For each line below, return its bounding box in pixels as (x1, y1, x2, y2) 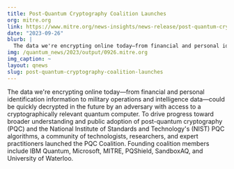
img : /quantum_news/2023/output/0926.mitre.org (7, 49, 148, 56)
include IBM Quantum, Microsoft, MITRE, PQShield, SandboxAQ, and (7, 147, 203, 155)
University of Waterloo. (7, 154, 74, 162)
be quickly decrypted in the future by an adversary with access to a (7, 102, 201, 111)
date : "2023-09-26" (7, 29, 64, 37)
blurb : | (7, 36, 33, 43)
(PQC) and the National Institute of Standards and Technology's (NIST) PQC (7, 124, 225, 133)
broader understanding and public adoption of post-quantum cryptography (7, 117, 223, 125)
